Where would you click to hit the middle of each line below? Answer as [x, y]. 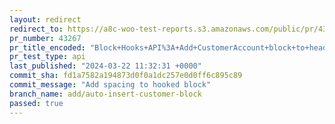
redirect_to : [36, 29]
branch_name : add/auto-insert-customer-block [105, 94]
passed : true [36, 103]
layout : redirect [45, 19]
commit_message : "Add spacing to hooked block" [110, 85]
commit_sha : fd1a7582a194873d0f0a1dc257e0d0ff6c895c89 [126, 76]
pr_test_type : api [47, 57]
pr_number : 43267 [45, 38]
